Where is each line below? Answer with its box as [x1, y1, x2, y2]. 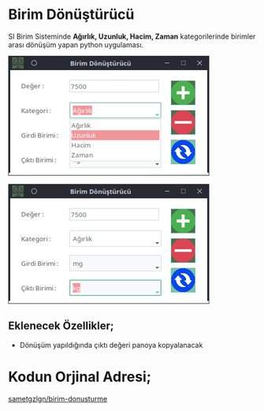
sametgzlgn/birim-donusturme [8, 394, 108, 403]
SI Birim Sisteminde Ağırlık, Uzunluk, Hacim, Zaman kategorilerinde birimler [8, 32, 256, 41]
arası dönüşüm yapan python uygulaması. [8, 39, 144, 49]
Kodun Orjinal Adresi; [8, 368, 152, 386]
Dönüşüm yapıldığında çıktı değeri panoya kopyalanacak [19, 340, 203, 349]
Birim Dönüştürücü [8, 6, 135, 24]
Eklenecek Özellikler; [8, 319, 114, 333]
